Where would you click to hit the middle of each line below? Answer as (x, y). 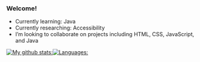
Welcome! (22, 8)
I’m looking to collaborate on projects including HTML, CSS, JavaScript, (105, 34)
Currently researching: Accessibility (60, 28)
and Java (26, 41)
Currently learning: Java (45, 22)
